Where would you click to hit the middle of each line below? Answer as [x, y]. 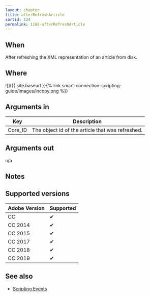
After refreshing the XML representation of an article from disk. [71, 57]
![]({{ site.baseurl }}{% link [33, 85]
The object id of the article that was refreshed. [87, 130]
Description [87, 121]
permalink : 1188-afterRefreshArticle [45, 24]
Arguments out [30, 148]
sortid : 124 [18, 19]
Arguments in [27, 107]
